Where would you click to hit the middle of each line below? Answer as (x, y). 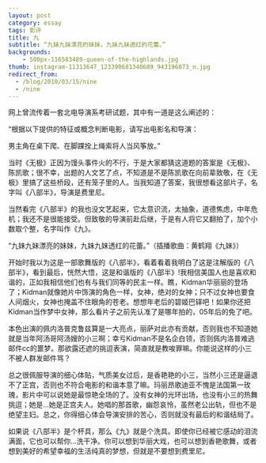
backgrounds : (30, 52)
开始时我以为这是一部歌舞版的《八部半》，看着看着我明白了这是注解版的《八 (131, 262)
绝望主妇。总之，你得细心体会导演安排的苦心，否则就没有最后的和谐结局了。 (133, 415)
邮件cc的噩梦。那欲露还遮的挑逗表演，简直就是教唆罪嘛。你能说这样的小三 (130, 348)
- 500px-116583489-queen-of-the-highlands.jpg (101, 60)
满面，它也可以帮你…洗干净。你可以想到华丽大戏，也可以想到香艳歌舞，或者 (133, 441)
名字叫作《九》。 (68, 229)
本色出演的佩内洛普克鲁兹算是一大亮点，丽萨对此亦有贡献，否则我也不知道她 (133, 329)
